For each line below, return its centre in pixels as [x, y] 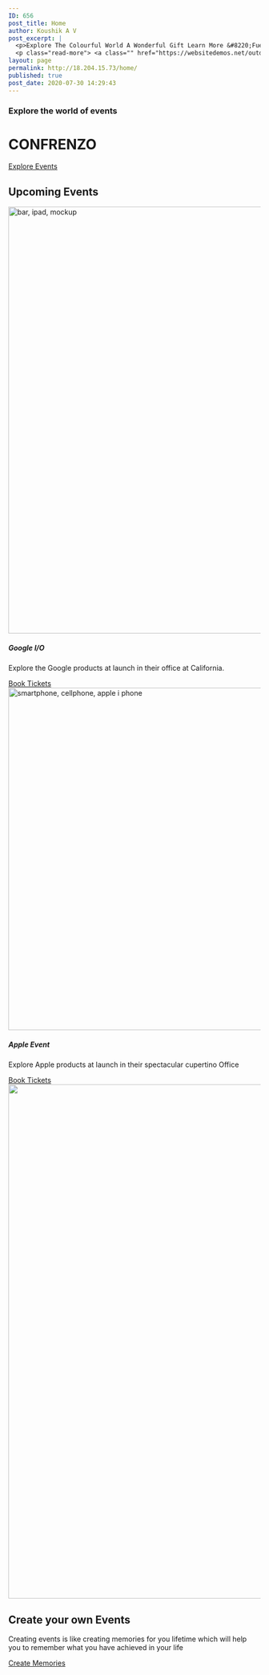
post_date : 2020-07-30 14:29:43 [62, 83]
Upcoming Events [53, 192]
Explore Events [33, 166]
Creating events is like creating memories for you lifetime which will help [128, 1639]
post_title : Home [37, 23]
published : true [35, 76]
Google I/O [27, 648]
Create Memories [37, 1663]
